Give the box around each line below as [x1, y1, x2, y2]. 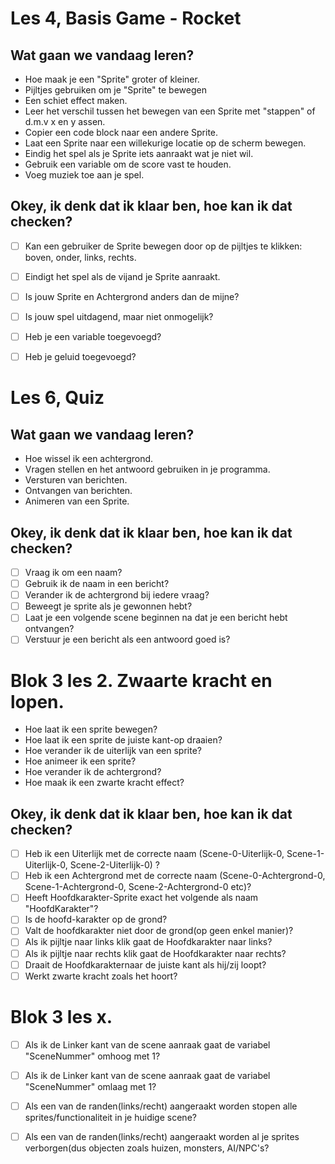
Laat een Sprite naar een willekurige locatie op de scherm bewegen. [24, 137, 307, 149]
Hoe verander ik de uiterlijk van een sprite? [24, 745, 202, 757]
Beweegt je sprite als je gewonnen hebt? [24, 600, 193, 612]
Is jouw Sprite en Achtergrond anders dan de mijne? [24, 290, 240, 302]
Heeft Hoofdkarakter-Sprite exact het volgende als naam [24, 892, 259, 904]
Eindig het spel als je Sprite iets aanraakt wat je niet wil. [24, 148, 254, 159]
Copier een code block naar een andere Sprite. [24, 127, 219, 138]
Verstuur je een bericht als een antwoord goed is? [24, 633, 231, 646]
